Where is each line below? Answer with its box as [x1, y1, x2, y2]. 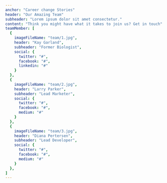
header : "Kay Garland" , [14, 40, 64, 45]
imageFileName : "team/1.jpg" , [14, 36, 78, 41]
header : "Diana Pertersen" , [14, 133, 73, 138]
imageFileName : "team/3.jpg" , [14, 128, 78, 133]
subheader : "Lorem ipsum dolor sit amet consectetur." [5, 17, 122, 22]
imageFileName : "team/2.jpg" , [14, 82, 78, 87]
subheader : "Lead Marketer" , [14, 91, 75, 96]
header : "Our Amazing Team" [5, 12, 64, 17]
